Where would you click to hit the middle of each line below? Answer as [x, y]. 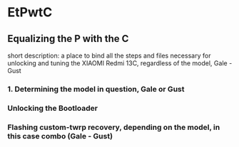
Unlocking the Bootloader [53, 108]
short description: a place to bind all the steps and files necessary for [109, 55]
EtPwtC [30, 12]
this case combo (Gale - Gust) [60, 136]
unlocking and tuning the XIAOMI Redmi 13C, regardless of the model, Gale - [120, 63]
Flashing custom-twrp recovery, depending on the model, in [114, 127]
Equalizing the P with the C [68, 39]
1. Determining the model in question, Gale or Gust [96, 89]
